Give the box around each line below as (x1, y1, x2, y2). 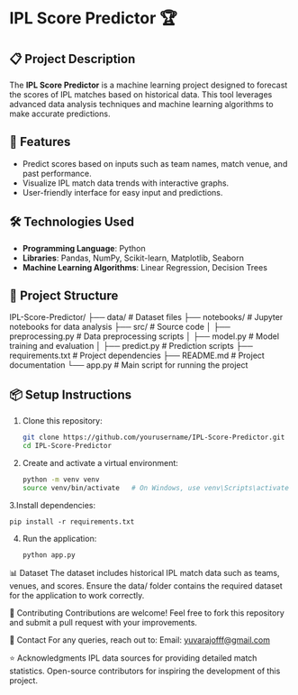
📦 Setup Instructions (9, 387, 132, 402)
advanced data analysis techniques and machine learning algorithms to (9, 99, 274, 109)
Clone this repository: (22, 416, 103, 426)
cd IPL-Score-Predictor (22, 442, 113, 451)
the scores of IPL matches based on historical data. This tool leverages (9, 89, 273, 100)
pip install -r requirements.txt (9, 517, 135, 526)
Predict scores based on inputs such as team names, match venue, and (22, 158, 288, 169)
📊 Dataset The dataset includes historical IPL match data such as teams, (9, 567, 280, 578)
